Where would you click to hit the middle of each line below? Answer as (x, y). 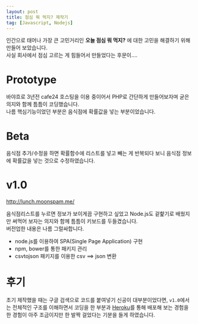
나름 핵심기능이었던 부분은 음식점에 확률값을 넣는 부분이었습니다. (81, 112)
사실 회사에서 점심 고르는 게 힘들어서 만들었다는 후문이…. (72, 55)
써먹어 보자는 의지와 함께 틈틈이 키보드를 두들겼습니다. (75, 221)
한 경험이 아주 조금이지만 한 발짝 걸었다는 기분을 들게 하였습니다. (81, 315)
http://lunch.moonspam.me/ (40, 202)
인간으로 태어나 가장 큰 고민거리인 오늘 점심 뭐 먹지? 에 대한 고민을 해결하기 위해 (98, 40)
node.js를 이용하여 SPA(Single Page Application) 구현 (79, 241)
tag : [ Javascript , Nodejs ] (40, 23)
